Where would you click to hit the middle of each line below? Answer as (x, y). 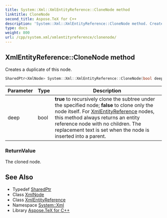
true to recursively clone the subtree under (105, 99)
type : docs (16, 28)
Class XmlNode (28, 194)
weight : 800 (17, 33)
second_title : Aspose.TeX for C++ (41, 19)
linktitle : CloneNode (28, 14)
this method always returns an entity (97, 117)
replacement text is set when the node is (102, 130)
